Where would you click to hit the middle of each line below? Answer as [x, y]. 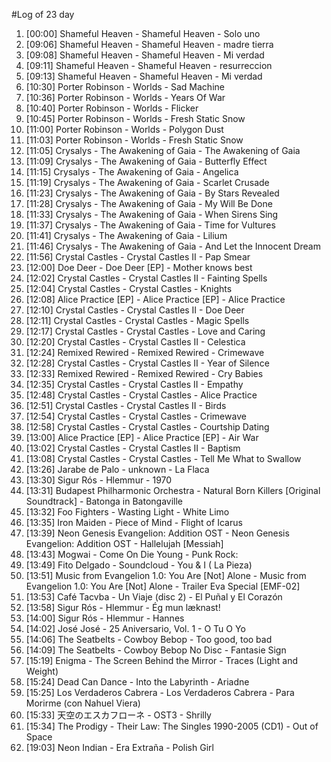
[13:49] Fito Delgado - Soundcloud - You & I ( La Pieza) [139, 565]
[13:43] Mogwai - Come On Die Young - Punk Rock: [132, 554]
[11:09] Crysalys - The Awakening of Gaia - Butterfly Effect [146, 161]
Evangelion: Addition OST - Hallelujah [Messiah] [124, 543]
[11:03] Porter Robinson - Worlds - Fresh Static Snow [134, 140]
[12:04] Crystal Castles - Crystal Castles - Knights [129, 288]
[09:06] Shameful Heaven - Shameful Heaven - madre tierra [149, 44]
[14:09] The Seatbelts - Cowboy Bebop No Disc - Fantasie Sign [156, 650]
